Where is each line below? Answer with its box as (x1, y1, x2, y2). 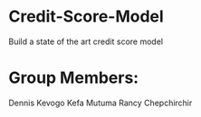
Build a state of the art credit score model (8, 36, 164, 47)
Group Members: (8, 67, 139, 88)
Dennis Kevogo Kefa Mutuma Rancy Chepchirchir (8, 97, 193, 108)
